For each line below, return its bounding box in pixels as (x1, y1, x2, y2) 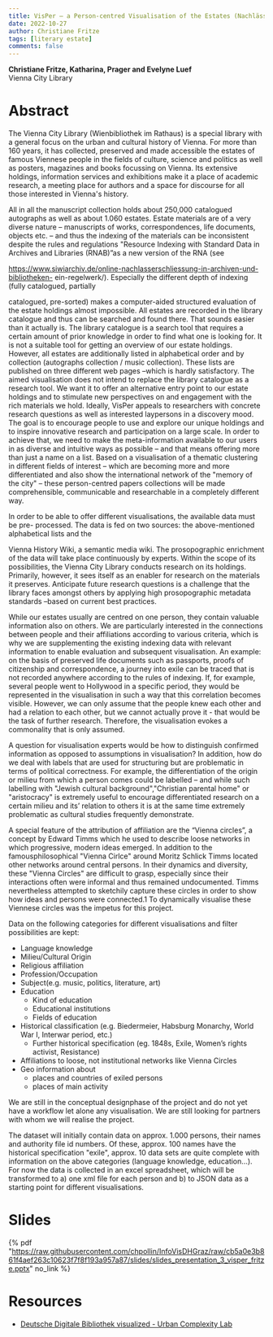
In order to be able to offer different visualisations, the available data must (8, 512, 256, 522)
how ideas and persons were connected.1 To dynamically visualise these (8, 894, 252, 904)
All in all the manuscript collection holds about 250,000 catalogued (8, 205, 233, 215)
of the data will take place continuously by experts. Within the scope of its (8, 553, 256, 563)
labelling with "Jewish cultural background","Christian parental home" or (8, 784, 249, 793)
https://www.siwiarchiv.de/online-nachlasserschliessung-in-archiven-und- (8, 264, 259, 273)
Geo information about (19, 1064, 96, 1074)
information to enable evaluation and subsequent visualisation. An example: (8, 647, 262, 657)
